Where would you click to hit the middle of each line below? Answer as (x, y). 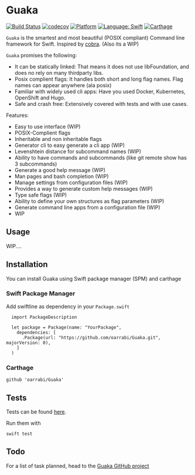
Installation (27, 265)
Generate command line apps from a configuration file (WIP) (87, 207)
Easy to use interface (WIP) (47, 126)
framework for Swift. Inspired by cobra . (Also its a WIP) (73, 44)
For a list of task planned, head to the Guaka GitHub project (78, 466)
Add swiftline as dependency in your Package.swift (68, 306)
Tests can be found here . (36, 412)
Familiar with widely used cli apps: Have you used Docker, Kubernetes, (100, 91)
